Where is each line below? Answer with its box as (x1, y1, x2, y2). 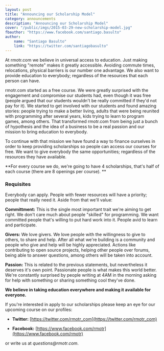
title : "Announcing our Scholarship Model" (5, 12, 95, 17)
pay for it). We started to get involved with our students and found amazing (5, 103, 157, 109)
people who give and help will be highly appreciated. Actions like (5, 241, 136, 247)
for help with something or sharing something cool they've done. (5, 277, 136, 283)
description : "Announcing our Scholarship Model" (5, 21, 109, 26)
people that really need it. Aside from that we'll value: (5, 197, 113, 203)
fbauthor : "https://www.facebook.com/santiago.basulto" (5, 30, 121, 35)
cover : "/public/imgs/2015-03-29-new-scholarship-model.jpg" (5, 25, 133, 30)
